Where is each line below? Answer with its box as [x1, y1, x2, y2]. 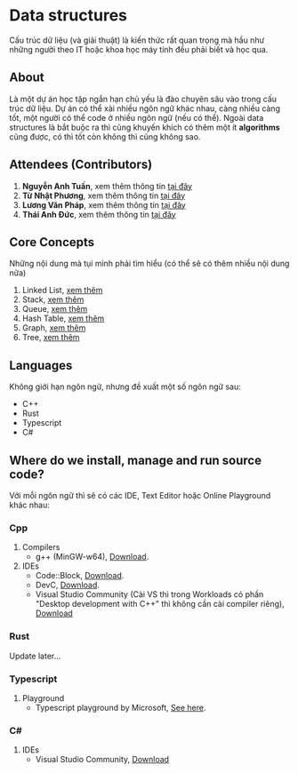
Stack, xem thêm [21, 294, 85, 305]
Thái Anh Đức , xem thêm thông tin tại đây [21, 209, 176, 219]
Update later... [9, 650, 61, 661]
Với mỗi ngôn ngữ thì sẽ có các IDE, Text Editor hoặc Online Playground [9, 490, 271, 500]
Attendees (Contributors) [9, 157, 153, 172]
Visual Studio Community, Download [35, 754, 170, 765]
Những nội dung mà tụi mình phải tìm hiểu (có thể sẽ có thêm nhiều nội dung [9, 259, 290, 269]
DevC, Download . [35, 579, 101, 591]
